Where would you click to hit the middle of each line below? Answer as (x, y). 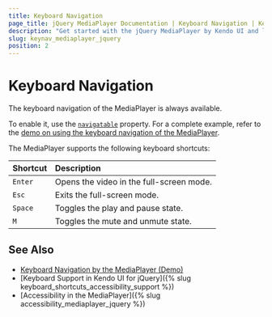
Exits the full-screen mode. (107, 195)
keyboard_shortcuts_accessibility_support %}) (97, 286)
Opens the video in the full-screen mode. (134, 182)
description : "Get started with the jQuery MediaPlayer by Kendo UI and (134, 31)
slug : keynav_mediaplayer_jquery (65, 38)
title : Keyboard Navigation (56, 16)
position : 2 (28, 46)
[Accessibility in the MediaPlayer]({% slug (90, 295)
